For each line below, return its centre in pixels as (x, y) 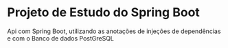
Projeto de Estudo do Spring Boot (104, 13)
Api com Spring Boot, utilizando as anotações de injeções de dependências (114, 31)
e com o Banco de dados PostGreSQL (61, 38)
